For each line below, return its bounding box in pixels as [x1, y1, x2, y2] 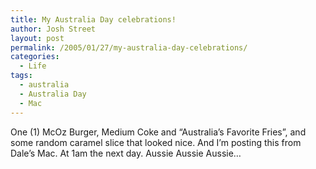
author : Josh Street [10, 24, 97, 34]
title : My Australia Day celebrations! [10, 14, 177, 25]
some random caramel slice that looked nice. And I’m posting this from [10, 136, 302, 148]
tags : [10, 71, 33, 81]
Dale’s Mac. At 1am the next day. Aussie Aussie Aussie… [10, 147, 242, 159]
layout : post [10, 33, 65, 43]
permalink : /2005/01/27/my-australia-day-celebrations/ [10, 42, 248, 53]
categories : [10, 52, 60, 62]
